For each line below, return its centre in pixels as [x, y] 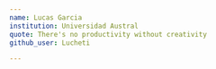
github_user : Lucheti [50, 43]
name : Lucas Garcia [46, 17]
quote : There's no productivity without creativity [108, 34]
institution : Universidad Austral [74, 26]
